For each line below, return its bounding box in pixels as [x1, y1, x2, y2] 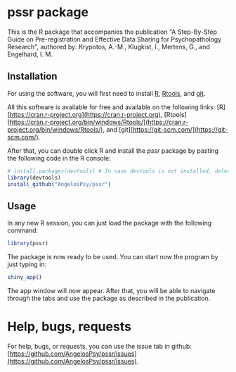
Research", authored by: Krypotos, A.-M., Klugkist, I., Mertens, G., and [7, 42, 211, 51]
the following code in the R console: [7, 154, 111, 162]
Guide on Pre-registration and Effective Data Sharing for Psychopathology [7, 35, 222, 43]
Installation [7, 70, 58, 82]
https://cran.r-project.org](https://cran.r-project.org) [9, 110, 162, 118]
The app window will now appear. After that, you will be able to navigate [7, 286, 216, 294]
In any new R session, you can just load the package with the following [7, 219, 212, 228]
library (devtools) [7, 174, 61, 181]
